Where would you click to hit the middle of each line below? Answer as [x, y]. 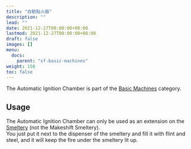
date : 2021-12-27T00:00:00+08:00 [47, 28]
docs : [18, 55]
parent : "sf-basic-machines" [52, 61]
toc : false [19, 72]
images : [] [19, 45]
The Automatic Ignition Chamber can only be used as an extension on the [95, 121]
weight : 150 [21, 66]
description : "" [26, 17]
